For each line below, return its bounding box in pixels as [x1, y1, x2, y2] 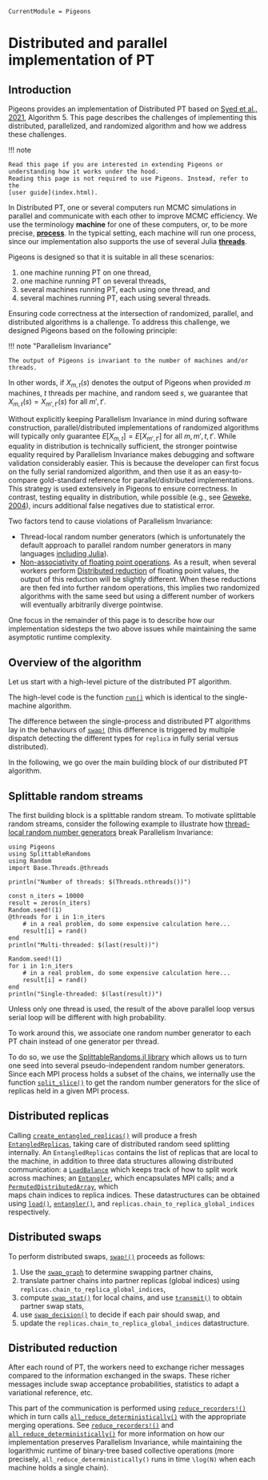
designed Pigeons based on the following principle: [8, 326, 178, 335]
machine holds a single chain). [8, 1463, 109, 1473]
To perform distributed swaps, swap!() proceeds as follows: [8, 1251, 206, 1261]
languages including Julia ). [19, 549, 110, 559]
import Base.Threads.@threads [8, 864, 110, 872]
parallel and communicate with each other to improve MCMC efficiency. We [8, 211, 258, 220]
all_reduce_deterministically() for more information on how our [8, 1429, 226, 1438]
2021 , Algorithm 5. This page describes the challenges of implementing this [8, 113, 258, 122]
